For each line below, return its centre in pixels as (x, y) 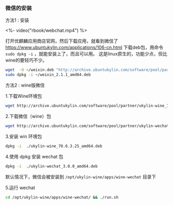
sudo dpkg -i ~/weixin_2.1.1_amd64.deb (48, 75)
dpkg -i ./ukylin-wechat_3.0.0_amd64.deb (51, 166)
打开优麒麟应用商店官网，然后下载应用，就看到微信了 (62, 41)
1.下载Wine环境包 (24, 96)
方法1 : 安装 (17, 20)
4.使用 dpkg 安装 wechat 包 (34, 156)
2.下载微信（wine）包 (28, 116)
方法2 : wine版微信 (25, 85)
